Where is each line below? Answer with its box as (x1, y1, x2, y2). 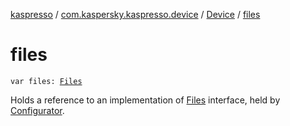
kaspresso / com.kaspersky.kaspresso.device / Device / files (10, 9, 261, 20)
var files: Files (10, 76, 83, 86)
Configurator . (10, 104, 65, 116)
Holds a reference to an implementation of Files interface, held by (10, 94, 281, 106)
